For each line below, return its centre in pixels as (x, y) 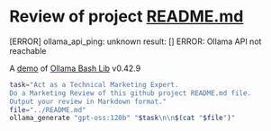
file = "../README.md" (48, 109)
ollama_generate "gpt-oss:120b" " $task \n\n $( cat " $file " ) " (122, 118)
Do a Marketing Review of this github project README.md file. (131, 93)
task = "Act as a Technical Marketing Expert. (94, 84)
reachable (28, 50)
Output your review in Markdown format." (88, 101)
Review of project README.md (126, 17)
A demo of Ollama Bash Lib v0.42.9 (75, 68)
